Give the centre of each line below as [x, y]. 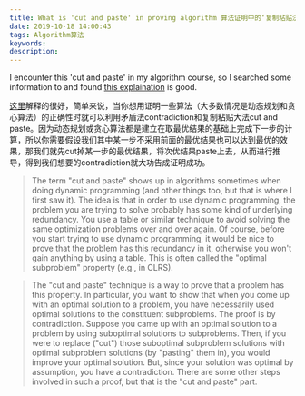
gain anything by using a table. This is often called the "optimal [149, 258]
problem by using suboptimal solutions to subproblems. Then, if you [159, 333]
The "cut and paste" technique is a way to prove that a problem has [157, 285]
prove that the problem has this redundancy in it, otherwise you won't [162, 248]
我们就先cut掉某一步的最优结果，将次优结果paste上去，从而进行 [153, 152]
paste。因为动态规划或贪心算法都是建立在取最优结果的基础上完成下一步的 [147, 129]
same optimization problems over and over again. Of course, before [158, 229]
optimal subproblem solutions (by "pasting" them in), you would [151, 353]
